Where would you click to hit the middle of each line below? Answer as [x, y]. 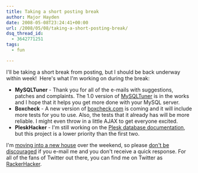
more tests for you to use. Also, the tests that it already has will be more [102, 115]
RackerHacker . [24, 164]
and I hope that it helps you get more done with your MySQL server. [97, 102]
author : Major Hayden [33, 17]
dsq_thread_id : [25, 34]
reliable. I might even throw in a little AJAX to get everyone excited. [96, 121]
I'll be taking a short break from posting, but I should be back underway [93, 72]
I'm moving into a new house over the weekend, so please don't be [88, 145]
